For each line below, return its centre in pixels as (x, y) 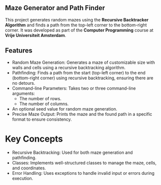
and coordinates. (29, 168)
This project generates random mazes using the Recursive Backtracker (77, 19)
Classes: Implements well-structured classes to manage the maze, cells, (84, 163)
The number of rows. (40, 98)
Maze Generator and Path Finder (55, 8)
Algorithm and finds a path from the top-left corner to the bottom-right (76, 25)
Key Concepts (34, 139)
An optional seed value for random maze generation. (64, 109)
